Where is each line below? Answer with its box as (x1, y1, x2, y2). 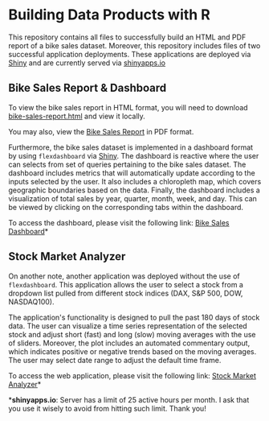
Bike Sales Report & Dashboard (8, 81, 167, 95)
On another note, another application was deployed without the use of (8, 271, 240, 281)
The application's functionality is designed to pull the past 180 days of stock (8, 312, 260, 322)
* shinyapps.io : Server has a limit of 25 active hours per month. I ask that (8, 394, 250, 404)
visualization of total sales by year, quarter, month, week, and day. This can (8, 193, 257, 203)
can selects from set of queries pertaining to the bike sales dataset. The (8, 159, 247, 169)
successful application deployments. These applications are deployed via (8, 49, 251, 59)
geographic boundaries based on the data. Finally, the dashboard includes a (8, 185, 261, 195)
